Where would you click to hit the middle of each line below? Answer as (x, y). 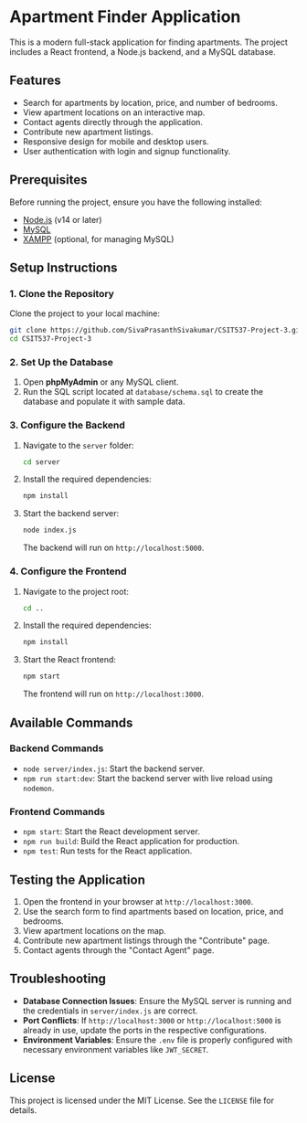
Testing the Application (78, 879)
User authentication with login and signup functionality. (127, 151)
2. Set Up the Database (62, 362)
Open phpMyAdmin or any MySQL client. (101, 382)
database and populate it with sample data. (104, 402)
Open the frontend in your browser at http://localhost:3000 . (138, 901)
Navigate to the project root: (76, 591)
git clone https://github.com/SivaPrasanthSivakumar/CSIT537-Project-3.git (157, 331)
